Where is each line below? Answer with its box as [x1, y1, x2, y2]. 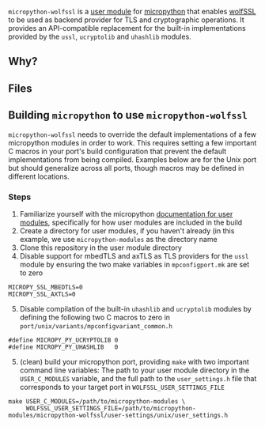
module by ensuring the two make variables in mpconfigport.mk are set [19, 259, 250, 269]
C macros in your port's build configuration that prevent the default [8, 146, 227, 156]
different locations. [8, 172, 70, 181]
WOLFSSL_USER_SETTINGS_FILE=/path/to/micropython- [25, 404, 196, 412]
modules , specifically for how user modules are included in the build [19, 217, 243, 227]
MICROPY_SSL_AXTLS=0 [8, 290, 77, 298]
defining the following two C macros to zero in [19, 312, 171, 322]
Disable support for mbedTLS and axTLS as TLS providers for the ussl [19, 251, 249, 260]
